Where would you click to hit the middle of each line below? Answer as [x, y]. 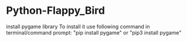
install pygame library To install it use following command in [78, 26]
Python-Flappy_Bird [56, 11]
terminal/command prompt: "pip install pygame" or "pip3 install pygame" [94, 32]
